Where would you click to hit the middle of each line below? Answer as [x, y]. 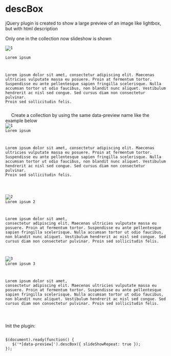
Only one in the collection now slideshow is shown [58, 38]
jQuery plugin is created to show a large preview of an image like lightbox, [83, 23]
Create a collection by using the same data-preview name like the [80, 115]
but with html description [31, 28]
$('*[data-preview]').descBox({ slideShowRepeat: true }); [76, 344]
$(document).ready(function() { [40, 340]
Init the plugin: [20, 326]
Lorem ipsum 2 [20, 202]
